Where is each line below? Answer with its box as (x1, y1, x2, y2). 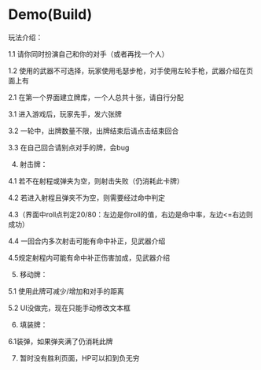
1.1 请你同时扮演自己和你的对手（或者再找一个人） (8, 49, 169, 58)
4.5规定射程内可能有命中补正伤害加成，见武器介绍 (8, 253, 171, 262)
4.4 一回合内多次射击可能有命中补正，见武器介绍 (8, 236, 166, 246)
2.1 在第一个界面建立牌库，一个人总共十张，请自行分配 (8, 92, 184, 102)
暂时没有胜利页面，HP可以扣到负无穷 (19, 353, 140, 363)
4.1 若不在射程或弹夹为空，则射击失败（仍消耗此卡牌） (8, 176, 185, 186)
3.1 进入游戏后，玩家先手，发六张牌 (8, 109, 122, 119)
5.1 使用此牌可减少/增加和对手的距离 (8, 286, 124, 296)
